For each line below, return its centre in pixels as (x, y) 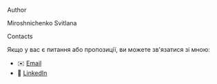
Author (17, 10)
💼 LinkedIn (32, 73)
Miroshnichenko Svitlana (42, 23)
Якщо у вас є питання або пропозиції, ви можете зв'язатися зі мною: (108, 50)
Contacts (20, 36)
